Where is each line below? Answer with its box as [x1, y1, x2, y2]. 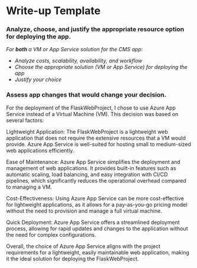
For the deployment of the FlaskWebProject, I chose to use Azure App [6, 104, 176, 111]
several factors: [6, 117, 44, 124]
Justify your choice [14, 76, 62, 83]
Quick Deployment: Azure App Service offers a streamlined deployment [6, 219, 180, 226]
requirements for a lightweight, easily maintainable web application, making [6, 249, 190, 256]
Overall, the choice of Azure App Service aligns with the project [6, 243, 161, 250]
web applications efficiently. [6, 147, 75, 154]
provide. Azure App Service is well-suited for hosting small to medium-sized [6, 140, 192, 148]
